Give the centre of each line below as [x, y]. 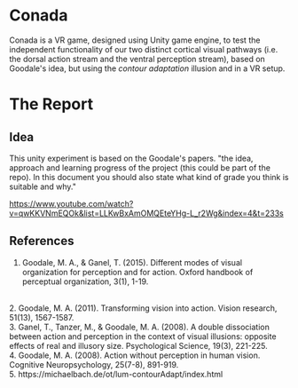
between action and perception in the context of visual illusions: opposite [143, 336]
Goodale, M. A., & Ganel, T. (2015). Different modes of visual [132, 262]
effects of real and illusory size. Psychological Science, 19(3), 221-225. [138, 345]
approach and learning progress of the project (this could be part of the [140, 167]
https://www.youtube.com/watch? [71, 203]
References [42, 241]
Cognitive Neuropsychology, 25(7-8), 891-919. [94, 364]
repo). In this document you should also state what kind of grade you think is [149, 177]
